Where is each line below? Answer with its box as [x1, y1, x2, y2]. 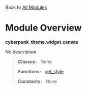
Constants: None [17, 78, 57, 84]
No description [5, 48, 37, 55]
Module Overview [5, 22, 82, 34]
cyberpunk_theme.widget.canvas [5, 39, 79, 45]
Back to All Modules [5, 5, 47, 10]
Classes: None [17, 58, 52, 65]
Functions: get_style [17, 68, 64, 74]
